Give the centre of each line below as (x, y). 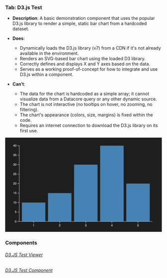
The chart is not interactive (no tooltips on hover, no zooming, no (86, 104)
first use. (29, 131)
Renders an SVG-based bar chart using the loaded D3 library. (83, 59)
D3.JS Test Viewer (24, 255)
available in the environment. (49, 53)
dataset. (21, 29)
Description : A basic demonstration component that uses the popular (83, 18)
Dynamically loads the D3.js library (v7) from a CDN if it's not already (90, 48)
